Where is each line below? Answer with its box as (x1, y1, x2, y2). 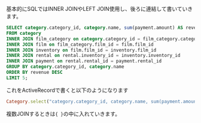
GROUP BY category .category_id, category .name (6, 64, 124, 70)
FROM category (6, 30, 42, 36)
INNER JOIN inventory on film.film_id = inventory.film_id (6, 47, 157, 53)
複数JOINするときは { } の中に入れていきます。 (6, 110, 121, 117)
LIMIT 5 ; (6, 74, 28, 81)
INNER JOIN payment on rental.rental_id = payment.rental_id (6, 58, 162, 64)
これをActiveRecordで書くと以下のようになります (6, 86, 129, 94)
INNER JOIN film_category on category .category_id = (6, 35, 141, 42)
